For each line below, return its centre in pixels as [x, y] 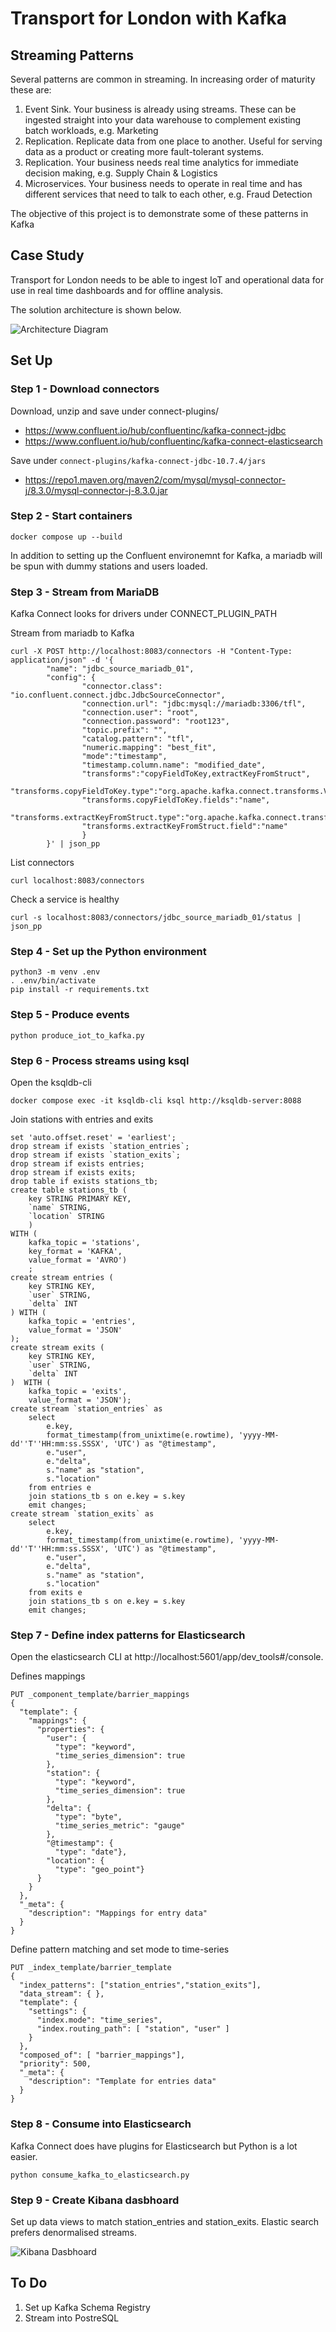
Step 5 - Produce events [70, 1015]
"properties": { [70, 1730]
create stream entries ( [62, 1277]
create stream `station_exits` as [82, 1513]
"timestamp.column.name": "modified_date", [174, 765]
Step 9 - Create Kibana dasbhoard [95, 2200]
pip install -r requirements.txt [80, 990]
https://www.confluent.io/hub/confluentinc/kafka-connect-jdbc [155, 430]
